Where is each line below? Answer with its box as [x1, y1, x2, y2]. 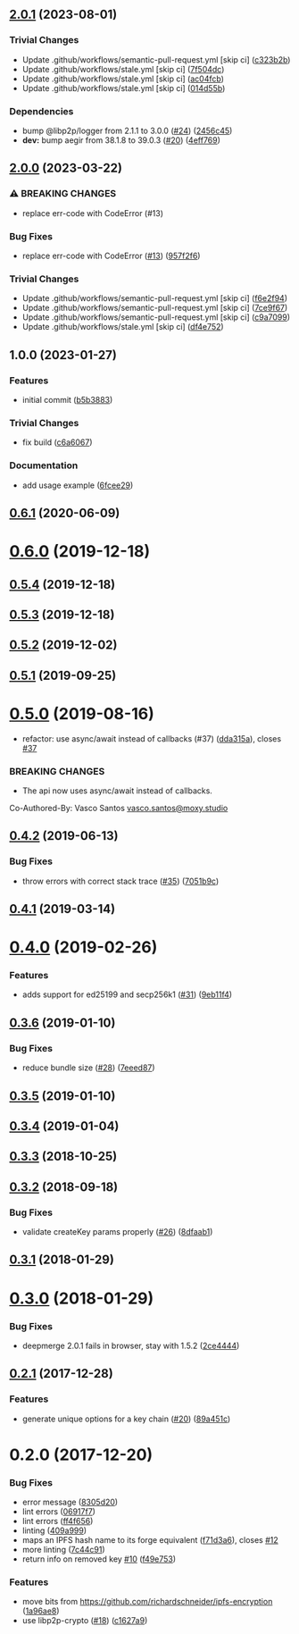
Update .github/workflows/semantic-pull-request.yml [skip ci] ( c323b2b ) [21, 54, 291, 65]
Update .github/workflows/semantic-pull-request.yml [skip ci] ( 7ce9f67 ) [21, 303, 288, 314]
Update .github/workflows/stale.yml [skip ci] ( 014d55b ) [21, 82, 226, 93]
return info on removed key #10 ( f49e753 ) [21, 1554, 177, 1564]
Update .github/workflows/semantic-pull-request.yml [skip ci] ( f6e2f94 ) [21, 293, 288, 304]
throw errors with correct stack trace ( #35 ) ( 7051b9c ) [21, 876, 220, 886]
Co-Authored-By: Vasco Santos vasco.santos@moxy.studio [9, 802, 228, 813]
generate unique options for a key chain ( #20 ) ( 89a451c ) [21, 1413, 231, 1424]
